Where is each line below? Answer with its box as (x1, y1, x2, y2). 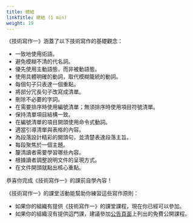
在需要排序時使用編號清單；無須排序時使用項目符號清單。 (15, 104, 159, 111)
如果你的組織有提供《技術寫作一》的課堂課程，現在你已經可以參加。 (15, 202, 185, 210)
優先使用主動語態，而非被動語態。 (15, 65, 100, 73)
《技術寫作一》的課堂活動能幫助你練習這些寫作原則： (6, 190, 139, 197)
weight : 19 (6, 20, 34, 26)
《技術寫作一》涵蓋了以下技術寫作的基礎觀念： (6, 38, 123, 45)
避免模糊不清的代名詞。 (15, 58, 74, 65)
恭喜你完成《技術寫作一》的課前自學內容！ (6, 177, 113, 184)
